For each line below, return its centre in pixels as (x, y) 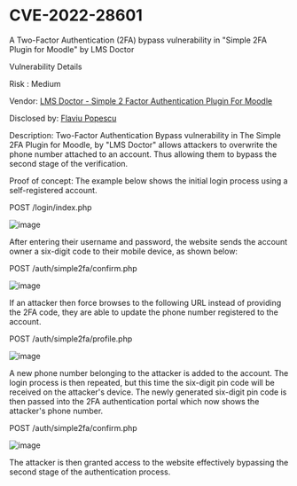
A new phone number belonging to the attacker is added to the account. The (149, 372)
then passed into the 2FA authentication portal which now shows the (134, 401)
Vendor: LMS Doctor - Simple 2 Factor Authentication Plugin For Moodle (141, 101)
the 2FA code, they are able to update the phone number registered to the (144, 312)
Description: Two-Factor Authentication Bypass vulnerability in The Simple (145, 135)
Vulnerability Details (46, 67)
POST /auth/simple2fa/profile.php (71, 339)
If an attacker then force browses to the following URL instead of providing (145, 302)
